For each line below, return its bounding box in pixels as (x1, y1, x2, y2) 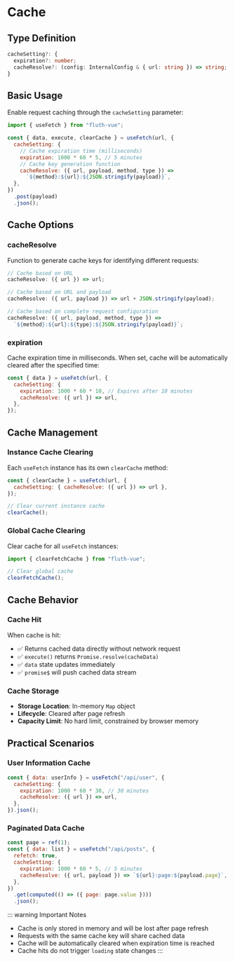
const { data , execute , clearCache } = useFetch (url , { (7, 135, 174, 142)
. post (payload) (13, 194, 58, 201)
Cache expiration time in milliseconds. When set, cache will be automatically (7, 353, 228, 362)
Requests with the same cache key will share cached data (17, 932, 185, 940)
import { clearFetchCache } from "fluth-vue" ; (7, 555, 146, 562)
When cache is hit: (7, 630, 61, 639)
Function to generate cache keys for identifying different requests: (7, 256, 199, 264)
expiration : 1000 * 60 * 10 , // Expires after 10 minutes (20, 387, 193, 395)
